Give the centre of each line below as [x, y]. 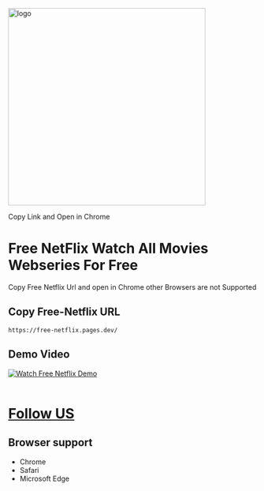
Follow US [41, 413]
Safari [29, 470]
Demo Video [39, 354]
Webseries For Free [73, 266]
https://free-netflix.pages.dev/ [63, 330]
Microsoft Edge [45, 478]
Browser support [50, 442]
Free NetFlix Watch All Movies [108, 249]
